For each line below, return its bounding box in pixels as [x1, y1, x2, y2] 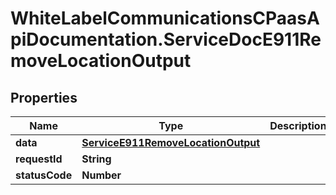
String [81, 152, 112, 166]
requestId [15, 152, 63, 166]
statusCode [15, 168, 73, 182]
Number [81, 168, 122, 182]
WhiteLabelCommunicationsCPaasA [10, 7, 320, 30]
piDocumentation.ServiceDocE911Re [10, 28, 322, 51]
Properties [10, 89, 78, 106]
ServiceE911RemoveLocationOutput [81, 136, 261, 149]
